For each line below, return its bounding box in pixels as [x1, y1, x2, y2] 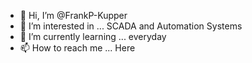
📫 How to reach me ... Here [19, 42, 136, 54]
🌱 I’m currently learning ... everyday [19, 31, 167, 42]
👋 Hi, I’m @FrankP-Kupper [19, 10, 128, 21]
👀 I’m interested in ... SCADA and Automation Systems [19, 20, 243, 32]
